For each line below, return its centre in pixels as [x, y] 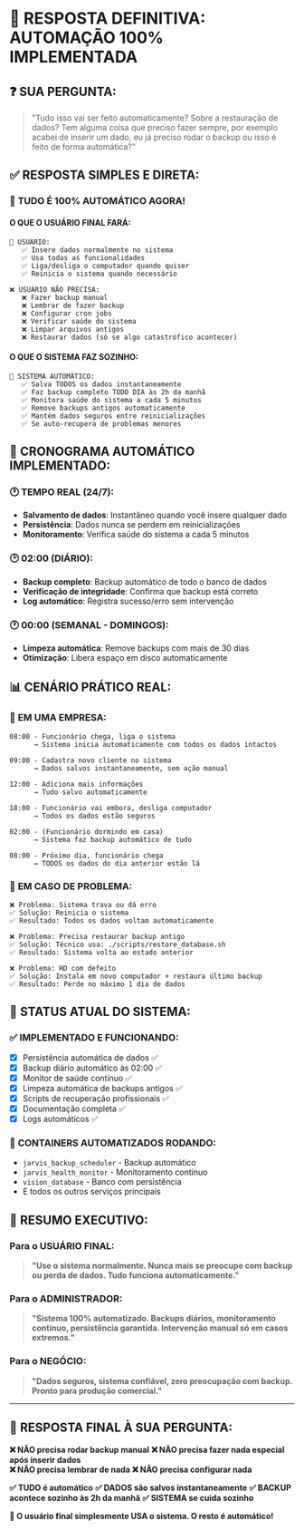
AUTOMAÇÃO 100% [87, 38]
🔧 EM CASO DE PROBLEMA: [71, 886]
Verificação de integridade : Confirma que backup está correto [140, 591]
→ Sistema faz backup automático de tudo [113, 839]
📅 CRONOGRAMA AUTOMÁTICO [102, 452]
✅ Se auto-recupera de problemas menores [101, 424]
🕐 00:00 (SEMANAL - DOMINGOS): [89, 625]
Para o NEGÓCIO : [48, 1361]
